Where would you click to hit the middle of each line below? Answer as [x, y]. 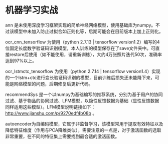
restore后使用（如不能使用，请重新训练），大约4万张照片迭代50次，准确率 [86, 54]
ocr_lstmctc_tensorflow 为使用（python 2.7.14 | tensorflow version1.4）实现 [83, 71]
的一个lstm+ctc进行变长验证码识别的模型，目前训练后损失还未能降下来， [80, 77]
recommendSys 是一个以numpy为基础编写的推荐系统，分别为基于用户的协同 [84, 94]
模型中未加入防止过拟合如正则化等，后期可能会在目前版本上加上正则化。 [89, 31]
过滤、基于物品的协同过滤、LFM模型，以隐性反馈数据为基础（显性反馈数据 [82, 100]
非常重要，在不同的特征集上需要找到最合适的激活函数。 [62, 136]
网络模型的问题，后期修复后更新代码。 [53, 83]
